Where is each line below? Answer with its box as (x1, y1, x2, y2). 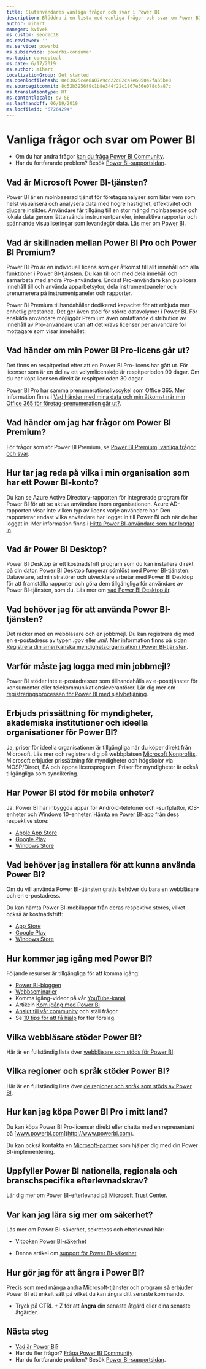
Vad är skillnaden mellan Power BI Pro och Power (6, 237, 197, 248)
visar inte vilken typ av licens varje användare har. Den (32, 506, 170, 514)
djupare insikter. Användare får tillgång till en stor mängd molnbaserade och (6, 206, 198, 214)
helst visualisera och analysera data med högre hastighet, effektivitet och (6, 200, 192, 208)
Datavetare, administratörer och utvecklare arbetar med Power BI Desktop (6, 573, 194, 581)
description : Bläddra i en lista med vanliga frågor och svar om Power (6, 15, 193, 21)
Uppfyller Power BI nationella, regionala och (6, 1166, 178, 1177)
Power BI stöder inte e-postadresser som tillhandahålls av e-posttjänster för (6, 677, 198, 684)
